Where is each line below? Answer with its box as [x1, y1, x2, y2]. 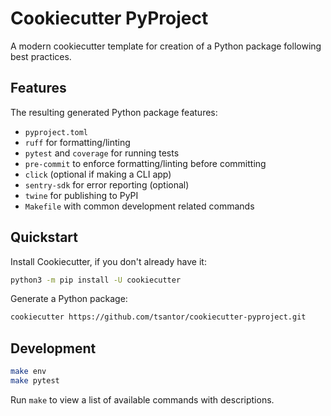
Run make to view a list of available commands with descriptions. [10, 393, 275, 406]
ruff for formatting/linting [24, 136, 131, 148]
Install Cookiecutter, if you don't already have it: [10, 255, 207, 267]
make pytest [10, 376, 60, 386]
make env [10, 367, 47, 377]
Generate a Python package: [10, 293, 128, 305]
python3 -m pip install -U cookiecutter [10, 275, 182, 285]
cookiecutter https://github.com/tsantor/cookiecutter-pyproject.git [10, 312, 307, 322]
